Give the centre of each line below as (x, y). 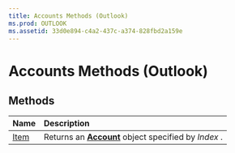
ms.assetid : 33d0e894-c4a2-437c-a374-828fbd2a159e (96, 31)
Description (67, 124)
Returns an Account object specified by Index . (133, 137)
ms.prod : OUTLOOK (38, 23)
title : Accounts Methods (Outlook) (68, 16)
